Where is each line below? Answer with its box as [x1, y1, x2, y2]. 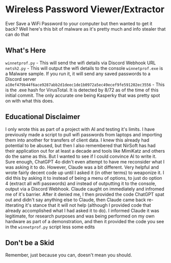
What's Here [5, 46, 46, 55]
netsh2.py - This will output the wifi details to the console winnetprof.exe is [5, 65, 163, 71]
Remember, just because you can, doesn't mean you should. [5, 252, 132, 258]
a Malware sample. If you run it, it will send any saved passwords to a [5, 70, 151, 77]
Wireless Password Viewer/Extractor [5, 4, 164, 15]
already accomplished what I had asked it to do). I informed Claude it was [5, 207, 159, 213]
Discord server [5, 76, 37, 82]
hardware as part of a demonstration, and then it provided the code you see [5, 218, 164, 224]
